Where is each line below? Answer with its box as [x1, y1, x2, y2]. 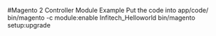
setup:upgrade [7, 21, 51, 29]
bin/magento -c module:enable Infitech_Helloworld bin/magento [7, 13, 196, 22]
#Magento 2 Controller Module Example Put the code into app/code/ [7, 6, 209, 14]
